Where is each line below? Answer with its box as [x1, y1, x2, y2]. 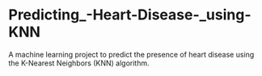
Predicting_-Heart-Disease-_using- [8, 6, 252, 24]
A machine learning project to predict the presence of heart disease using [8, 49, 255, 59]
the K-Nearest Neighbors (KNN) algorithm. [8, 58, 150, 68]
